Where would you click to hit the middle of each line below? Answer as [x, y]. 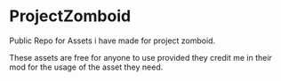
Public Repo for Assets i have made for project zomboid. [112, 40]
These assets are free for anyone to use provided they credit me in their [141, 57]
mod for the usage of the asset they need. [86, 67]
